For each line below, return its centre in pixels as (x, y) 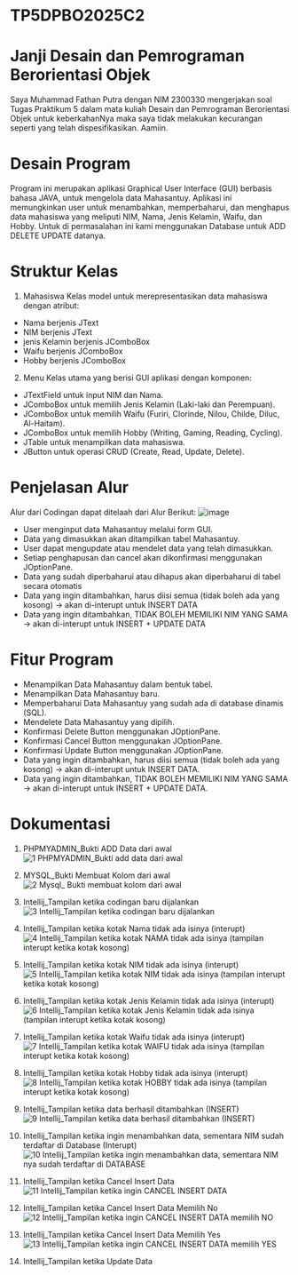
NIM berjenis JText (57, 332)
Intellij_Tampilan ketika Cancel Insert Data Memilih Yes (122, 1234)
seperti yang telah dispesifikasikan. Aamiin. (89, 128)
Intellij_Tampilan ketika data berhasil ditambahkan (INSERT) (131, 1109)
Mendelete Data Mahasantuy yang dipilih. (99, 721)
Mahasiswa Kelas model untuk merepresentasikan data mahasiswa (145, 296)
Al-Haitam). (44, 423)
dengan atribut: (51, 306)
